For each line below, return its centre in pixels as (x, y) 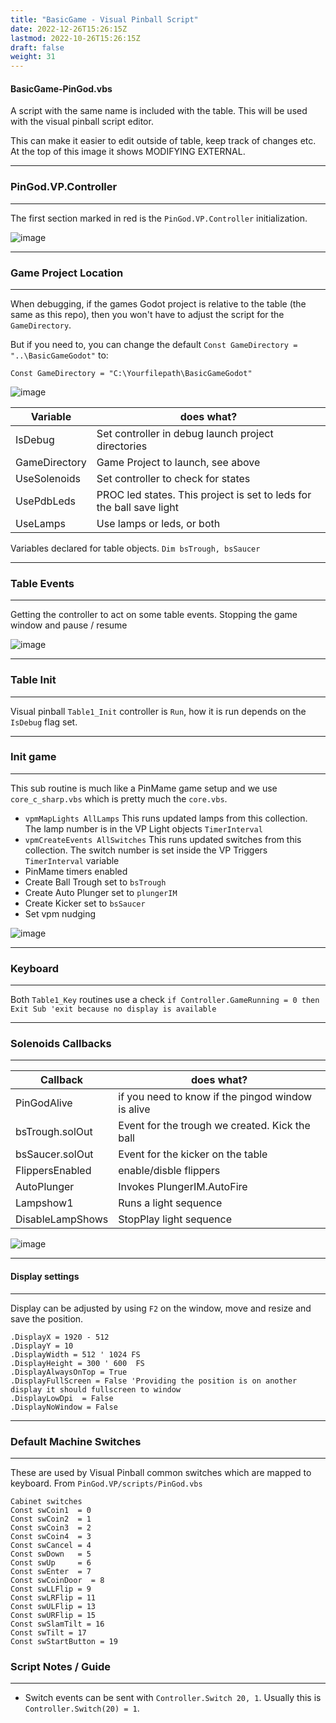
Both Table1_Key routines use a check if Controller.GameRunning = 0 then (165, 1000)
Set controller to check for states (173, 478)
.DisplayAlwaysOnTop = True (69, 1372)
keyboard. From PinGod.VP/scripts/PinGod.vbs (106, 1483)
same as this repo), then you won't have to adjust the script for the (147, 314)
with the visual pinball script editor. (82, 122)
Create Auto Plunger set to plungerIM (101, 892)
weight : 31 (33, 57)
